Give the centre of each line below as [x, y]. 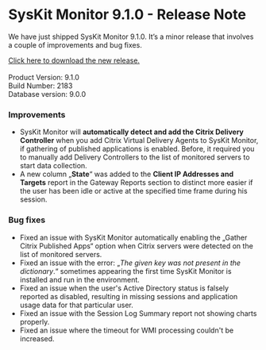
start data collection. [53, 166]
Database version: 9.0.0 [47, 94]
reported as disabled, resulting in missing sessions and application [129, 296]
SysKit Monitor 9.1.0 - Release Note [127, 15]
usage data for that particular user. [76, 305]
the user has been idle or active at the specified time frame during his [133, 191]
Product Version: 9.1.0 [44, 77]
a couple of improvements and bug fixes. [75, 44]
